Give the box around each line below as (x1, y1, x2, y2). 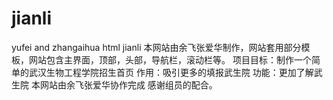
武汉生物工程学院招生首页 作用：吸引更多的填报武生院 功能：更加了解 (28, 66, 314, 78)
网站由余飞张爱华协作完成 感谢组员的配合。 (39, 78, 218, 91)
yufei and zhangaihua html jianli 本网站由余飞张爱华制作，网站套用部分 (11, 41, 302, 53)
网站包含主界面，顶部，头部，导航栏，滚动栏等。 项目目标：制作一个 (28, 53, 312, 66)
